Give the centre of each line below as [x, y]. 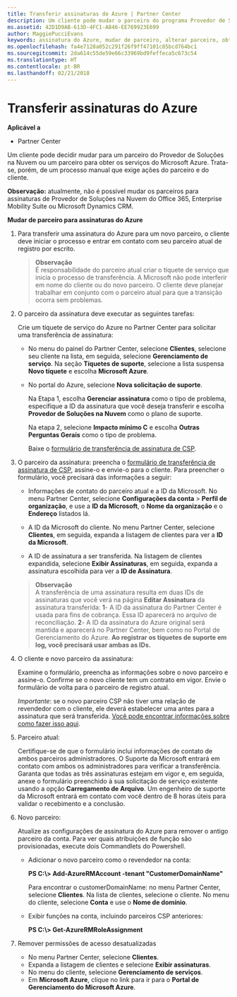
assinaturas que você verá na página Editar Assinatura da [120, 600]
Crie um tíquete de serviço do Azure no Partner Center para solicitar [117, 328]
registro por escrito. [46, 249]
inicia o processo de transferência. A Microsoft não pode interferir [131, 277]
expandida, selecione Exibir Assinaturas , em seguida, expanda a [123, 564]
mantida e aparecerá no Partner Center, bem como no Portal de [127, 630]
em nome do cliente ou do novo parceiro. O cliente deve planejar [129, 285]
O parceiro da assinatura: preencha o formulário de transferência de [117, 462]
